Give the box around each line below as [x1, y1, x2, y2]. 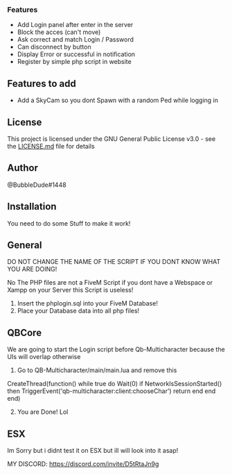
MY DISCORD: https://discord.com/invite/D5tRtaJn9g [7, 460, 159, 468]
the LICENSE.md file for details [7, 142, 95, 150]
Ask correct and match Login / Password [17, 35, 134, 44]
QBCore [7, 326, 42, 338]
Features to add [7, 78, 76, 90]
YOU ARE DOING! [7, 265, 57, 274]
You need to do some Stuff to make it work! [7, 219, 131, 227]
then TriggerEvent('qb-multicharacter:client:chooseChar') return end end [7, 387, 216, 395]
